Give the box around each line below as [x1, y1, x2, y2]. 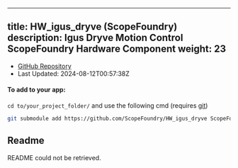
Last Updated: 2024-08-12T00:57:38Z [17, 69, 130, 78]
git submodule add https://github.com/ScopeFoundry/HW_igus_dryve [7, 115, 208, 123]
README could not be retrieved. [7, 153, 101, 162]
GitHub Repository [17, 62, 72, 70]
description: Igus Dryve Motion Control [7, 32, 183, 44]
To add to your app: [7, 86, 66, 94]
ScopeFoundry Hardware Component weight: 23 [7, 43, 227, 55]
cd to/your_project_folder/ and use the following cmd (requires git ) [7, 101, 208, 110]
